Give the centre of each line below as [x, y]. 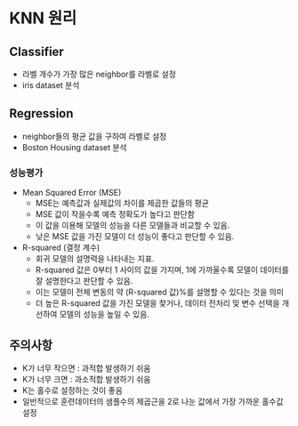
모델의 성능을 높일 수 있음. [104, 314]
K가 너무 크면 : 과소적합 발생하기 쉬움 [86, 379]
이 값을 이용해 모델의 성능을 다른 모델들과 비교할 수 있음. [133, 225]
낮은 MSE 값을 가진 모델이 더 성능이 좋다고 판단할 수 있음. [135, 237]
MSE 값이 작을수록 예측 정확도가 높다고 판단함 [115, 214]
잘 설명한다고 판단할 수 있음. [84, 281]
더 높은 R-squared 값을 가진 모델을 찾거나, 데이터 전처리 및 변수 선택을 [157, 303]
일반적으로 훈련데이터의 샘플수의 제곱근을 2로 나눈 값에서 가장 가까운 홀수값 [153, 401]
